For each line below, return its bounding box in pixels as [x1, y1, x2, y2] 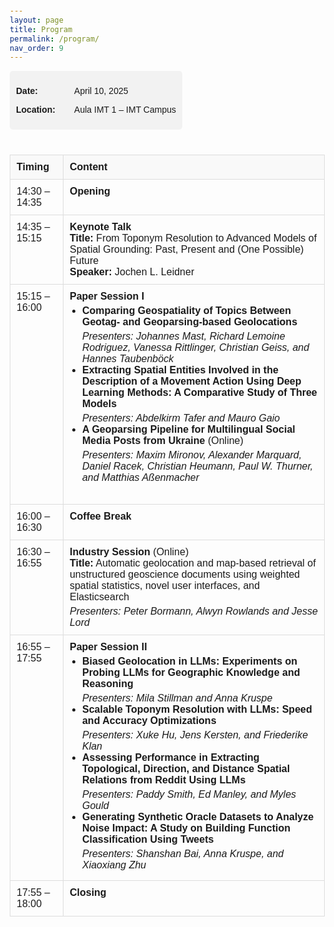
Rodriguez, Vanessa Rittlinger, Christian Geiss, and [81, 342, 310, 354]
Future [69, 255, 100, 267]
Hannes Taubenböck [81, 353, 175, 365]
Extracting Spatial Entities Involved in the [81, 364, 279, 376]
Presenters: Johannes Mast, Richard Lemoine [81, 330, 286, 343]
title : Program [9, 24, 73, 34]
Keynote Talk [69, 221, 132, 233]
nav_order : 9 [9, 43, 64, 53]
